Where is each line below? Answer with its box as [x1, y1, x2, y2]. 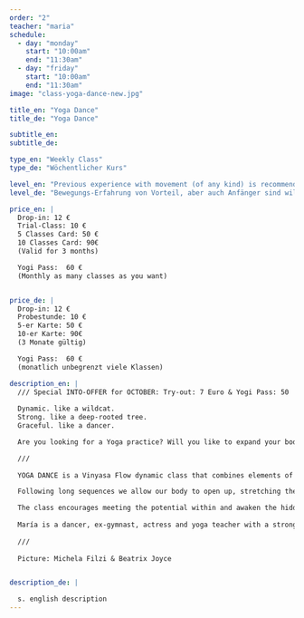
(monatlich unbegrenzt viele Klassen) [17, 362, 165, 372]
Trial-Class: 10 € [17, 221, 88, 231]
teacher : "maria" [9, 22, 75, 31]
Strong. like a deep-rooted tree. [17, 413, 147, 422]
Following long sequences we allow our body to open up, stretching [17, 487, 281, 497]
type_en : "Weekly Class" [9, 155, 103, 164]
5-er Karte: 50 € [17, 321, 83, 331]
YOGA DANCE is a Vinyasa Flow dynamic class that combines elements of [17, 470, 294, 480]
